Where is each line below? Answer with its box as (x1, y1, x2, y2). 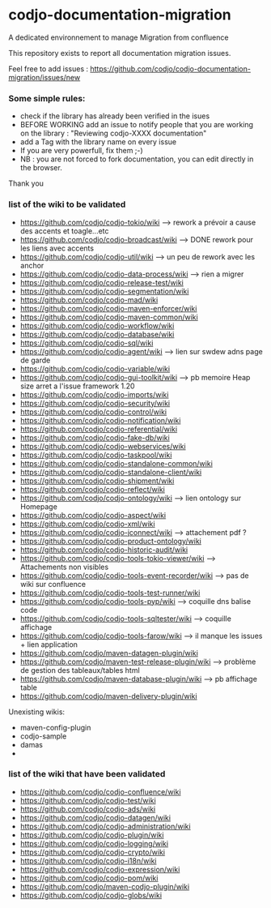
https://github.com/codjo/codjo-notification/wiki (19, 415, 181, 425)
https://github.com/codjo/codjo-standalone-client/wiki (19, 467, 202, 477)
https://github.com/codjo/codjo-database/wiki (19, 329, 175, 339)
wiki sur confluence (19, 579, 87, 589)
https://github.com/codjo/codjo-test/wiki (19, 795, 156, 805)
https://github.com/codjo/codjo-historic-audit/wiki (19, 545, 188, 555)
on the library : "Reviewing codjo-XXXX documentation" (19, 128, 207, 139)
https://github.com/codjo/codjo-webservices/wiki (19, 441, 186, 451)
